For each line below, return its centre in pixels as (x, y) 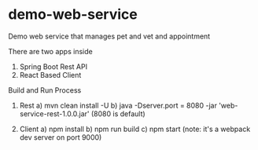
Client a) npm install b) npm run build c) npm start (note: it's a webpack (135, 129)
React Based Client (50, 75)
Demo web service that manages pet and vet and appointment (109, 36)
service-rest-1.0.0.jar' (54, 113)
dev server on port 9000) (61, 137)
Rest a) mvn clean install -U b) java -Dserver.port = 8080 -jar (118, 105)
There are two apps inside (50, 51)
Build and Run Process (45, 90)
